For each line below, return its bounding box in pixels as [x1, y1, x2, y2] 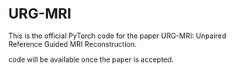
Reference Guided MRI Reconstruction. [8, 39, 137, 48]
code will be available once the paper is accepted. [8, 55, 175, 64]
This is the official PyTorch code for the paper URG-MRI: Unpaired [8, 31, 227, 40]
